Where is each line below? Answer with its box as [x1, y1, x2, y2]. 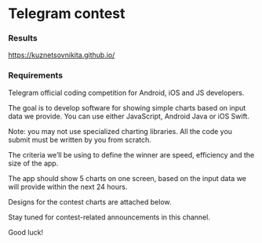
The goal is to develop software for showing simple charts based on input [8, 103, 246, 112]
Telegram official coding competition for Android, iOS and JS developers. [8, 88, 245, 97]
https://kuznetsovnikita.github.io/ [8, 50, 115, 60]
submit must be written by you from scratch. [8, 135, 151, 144]
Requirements [8, 70, 64, 81]
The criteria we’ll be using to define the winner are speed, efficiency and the [8, 150, 255, 159]
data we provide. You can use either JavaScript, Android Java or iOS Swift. [8, 111, 249, 121]
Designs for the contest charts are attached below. [8, 197, 172, 206]
